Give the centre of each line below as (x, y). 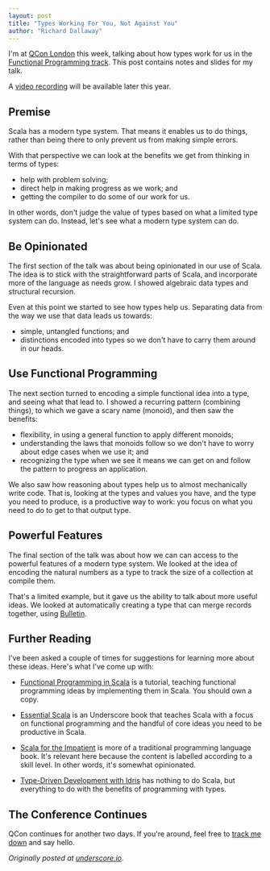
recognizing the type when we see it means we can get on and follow (135, 460)
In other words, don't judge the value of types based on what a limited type (133, 213)
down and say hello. (42, 843)
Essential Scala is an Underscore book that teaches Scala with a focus (137, 715)
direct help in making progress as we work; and (99, 188)
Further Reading (50, 639)
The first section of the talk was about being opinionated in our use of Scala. (135, 266)
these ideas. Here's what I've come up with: (81, 667)
